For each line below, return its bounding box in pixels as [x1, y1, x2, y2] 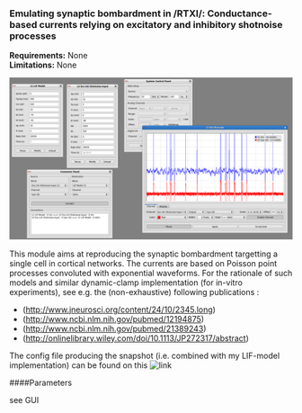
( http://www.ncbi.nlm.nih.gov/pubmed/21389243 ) [22, 323, 207, 334]
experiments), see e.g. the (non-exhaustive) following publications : [9, 286, 260, 297]
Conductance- [207, 7, 272, 20]
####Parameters [9, 377, 73, 388]
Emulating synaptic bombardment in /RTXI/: [9, 7, 206, 20]
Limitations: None [9, 59, 77, 70]
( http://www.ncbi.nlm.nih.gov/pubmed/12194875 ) [22, 313, 205, 324]
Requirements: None [9, 50, 88, 61]
